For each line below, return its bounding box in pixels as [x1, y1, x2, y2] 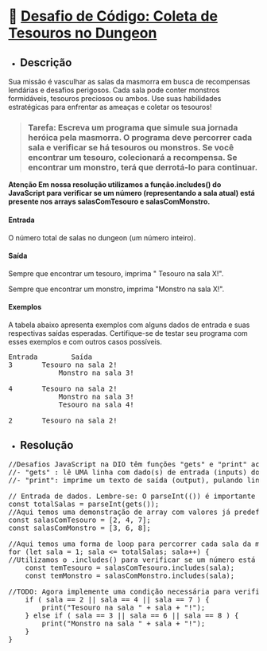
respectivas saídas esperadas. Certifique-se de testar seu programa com [8, 328, 248, 337]
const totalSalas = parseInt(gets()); [8, 499, 160, 509]
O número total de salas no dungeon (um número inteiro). [8, 232, 196, 242]
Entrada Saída [8, 352, 93, 361]
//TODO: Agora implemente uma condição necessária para [8, 587, 230, 596]
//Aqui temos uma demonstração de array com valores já [8, 507, 230, 517]
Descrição [19, 56, 72, 69]
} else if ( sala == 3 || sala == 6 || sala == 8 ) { [25, 610, 239, 620]
